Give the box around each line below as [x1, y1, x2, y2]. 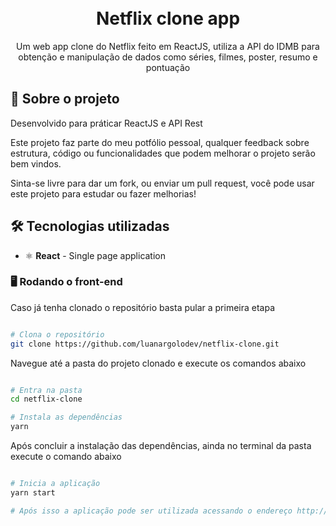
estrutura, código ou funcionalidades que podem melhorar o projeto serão [10, 147, 316, 159]
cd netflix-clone [10, 394, 83, 405]
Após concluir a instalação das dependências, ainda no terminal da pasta [10, 440, 312, 452]
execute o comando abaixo [10, 451, 122, 463]
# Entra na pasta [10, 385, 83, 395]
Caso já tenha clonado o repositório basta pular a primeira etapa [10, 301, 276, 313]
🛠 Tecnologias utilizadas [10, 218, 170, 235]
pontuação [145, 61, 191, 73]
